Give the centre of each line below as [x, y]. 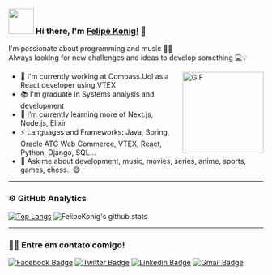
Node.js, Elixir [43, 123]
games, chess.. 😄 [50, 170]
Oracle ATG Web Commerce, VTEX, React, [91, 144]
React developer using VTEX [68, 85]
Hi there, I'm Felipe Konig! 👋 [91, 31]
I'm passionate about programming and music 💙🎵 [91, 49]
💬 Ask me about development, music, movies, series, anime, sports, [133, 161]
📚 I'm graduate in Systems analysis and [87, 94]
